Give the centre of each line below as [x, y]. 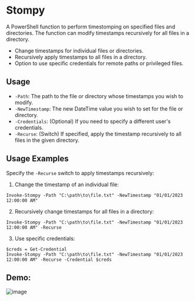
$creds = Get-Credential [37, 249]
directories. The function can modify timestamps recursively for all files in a [98, 33]
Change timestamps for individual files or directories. [79, 50]
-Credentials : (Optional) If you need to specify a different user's [92, 121]
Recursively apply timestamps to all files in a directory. [81, 57]
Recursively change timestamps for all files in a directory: [84, 211]
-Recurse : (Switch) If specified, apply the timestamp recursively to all [98, 134]
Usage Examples [37, 159]
